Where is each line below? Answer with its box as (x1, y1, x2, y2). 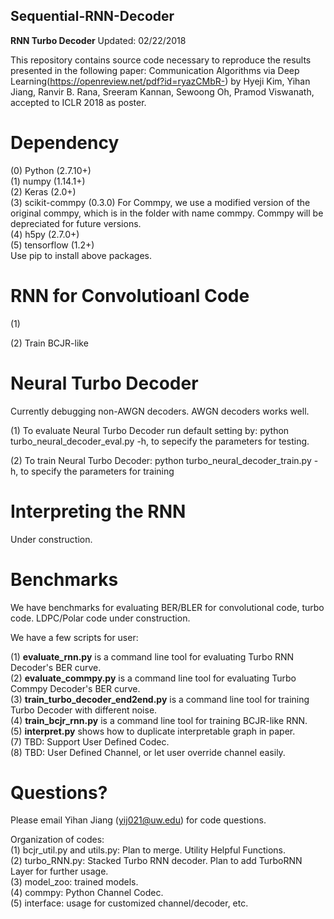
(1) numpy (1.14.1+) (10, 175, 86, 187)
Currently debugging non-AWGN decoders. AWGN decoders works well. (10, 405, 310, 417)
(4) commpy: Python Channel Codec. (10, 887, 164, 899)
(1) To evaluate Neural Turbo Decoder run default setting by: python (10, 424, 290, 436)
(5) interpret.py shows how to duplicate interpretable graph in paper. (10, 725, 296, 737)
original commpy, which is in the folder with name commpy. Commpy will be (10, 207, 324, 219)
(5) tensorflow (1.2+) (10, 239, 95, 251)
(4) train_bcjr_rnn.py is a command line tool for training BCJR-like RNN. (10, 714, 308, 726)
